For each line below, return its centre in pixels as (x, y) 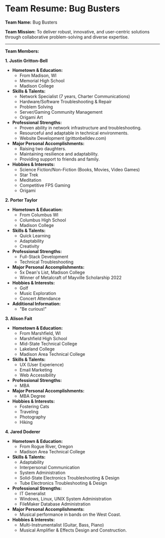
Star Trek (29, 175)
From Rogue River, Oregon (46, 446)
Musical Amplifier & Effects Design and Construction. (73, 530)
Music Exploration (38, 293)
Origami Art (31, 117)
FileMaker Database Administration (55, 504)
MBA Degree (32, 396)
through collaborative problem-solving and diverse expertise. (67, 37)
